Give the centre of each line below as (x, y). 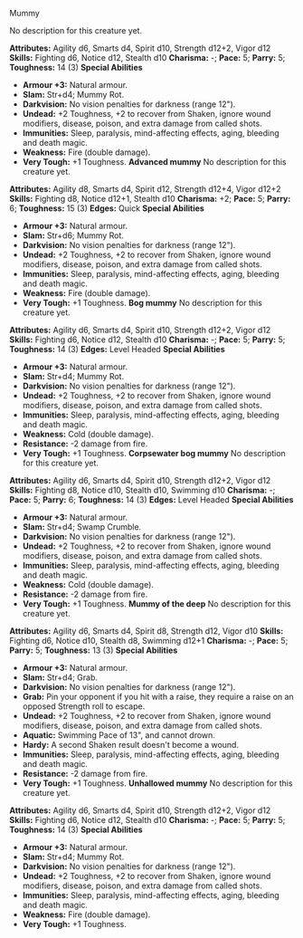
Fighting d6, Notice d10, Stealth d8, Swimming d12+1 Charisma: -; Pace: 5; (149, 641)
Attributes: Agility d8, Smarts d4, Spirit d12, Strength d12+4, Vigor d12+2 (145, 189)
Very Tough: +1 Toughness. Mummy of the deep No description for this (156, 604)
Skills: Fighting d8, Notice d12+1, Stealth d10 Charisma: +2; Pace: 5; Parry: (150, 199)
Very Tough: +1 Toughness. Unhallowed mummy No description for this (157, 783)
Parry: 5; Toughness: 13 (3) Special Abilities (94, 650)
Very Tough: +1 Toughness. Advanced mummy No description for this (154, 162)
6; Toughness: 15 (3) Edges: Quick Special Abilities (107, 208)
